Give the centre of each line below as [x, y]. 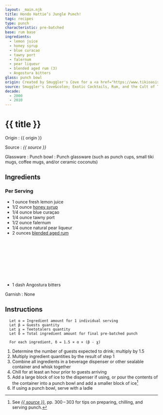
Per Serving [19, 191]
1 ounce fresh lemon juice [38, 202]
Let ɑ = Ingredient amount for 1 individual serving [64, 321]
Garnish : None [20, 294]
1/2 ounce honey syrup [35, 207]
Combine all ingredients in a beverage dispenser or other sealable [78, 361]
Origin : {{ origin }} [24, 138]
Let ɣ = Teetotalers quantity [40, 329]
